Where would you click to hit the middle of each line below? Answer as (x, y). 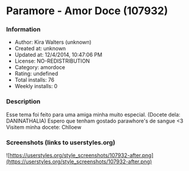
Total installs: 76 (35, 80)
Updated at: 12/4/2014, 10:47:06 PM (58, 55)
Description (23, 102)
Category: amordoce (40, 67)
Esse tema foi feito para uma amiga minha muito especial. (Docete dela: (93, 114)
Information (23, 30)
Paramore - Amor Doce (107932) (87, 11)
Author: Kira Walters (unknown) (53, 42)
